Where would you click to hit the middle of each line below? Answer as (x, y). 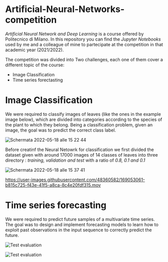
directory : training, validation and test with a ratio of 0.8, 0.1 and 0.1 (75, 160)
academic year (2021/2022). (35, 50)
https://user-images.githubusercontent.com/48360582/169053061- (75, 180)
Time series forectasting (38, 80)
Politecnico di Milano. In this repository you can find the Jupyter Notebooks (83, 39)
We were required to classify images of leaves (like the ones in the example (83, 114)
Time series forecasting (56, 206)
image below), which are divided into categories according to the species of (84, 119)
